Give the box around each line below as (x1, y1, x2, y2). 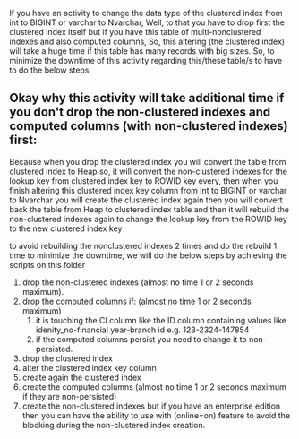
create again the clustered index (21, 372, 141, 383)
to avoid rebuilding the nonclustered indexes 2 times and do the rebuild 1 (9, 240, 278, 251)
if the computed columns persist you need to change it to (35, 333, 248, 344)
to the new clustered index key (9, 223, 123, 234)
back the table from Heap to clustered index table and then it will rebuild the (9, 203, 289, 214)
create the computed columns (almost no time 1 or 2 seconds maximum (21, 381, 286, 392)
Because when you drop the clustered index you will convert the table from (9, 156, 286, 167)
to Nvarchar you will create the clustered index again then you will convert (9, 194, 284, 205)
